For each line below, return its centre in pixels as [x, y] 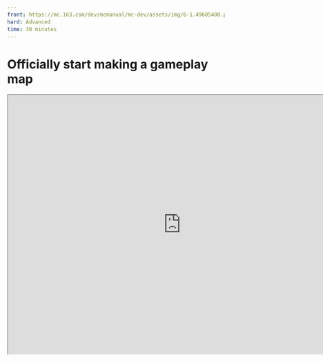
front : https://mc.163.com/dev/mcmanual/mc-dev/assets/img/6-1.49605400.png [120, 15]
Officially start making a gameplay [108, 64]
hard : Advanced [29, 22]
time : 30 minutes [32, 29]
